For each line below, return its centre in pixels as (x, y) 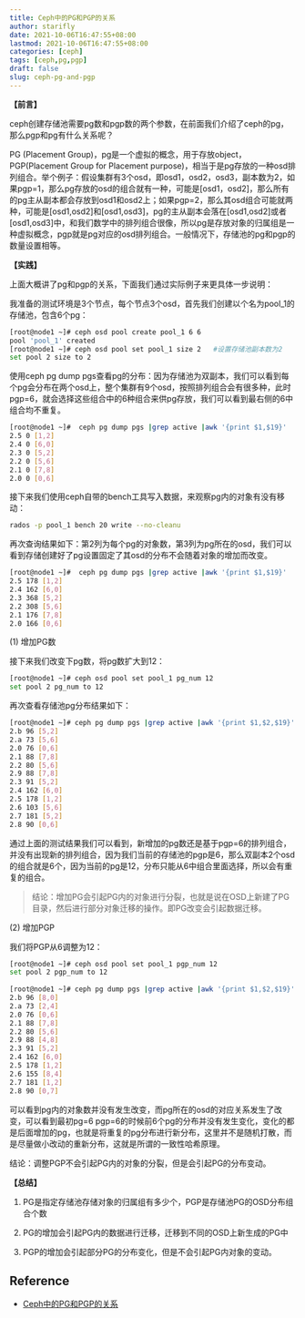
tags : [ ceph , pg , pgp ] (49, 60)
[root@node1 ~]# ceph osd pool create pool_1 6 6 (106, 332)
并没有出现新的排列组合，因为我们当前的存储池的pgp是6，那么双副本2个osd (152, 854)
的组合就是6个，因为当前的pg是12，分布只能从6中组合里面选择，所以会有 (147, 865)
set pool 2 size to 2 (51, 358)
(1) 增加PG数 (33, 642)
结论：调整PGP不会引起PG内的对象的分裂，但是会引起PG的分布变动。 (140, 1163)
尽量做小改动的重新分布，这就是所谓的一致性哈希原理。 (121, 1143)
